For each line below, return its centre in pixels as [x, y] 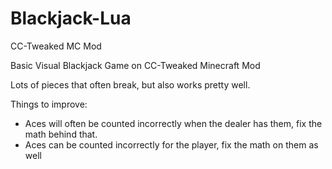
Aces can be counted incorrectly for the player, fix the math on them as [171, 144]
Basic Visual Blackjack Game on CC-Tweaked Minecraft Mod [135, 65]
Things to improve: [49, 104]
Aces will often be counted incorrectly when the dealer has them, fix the [173, 123]
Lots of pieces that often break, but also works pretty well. [130, 84]
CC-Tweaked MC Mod [56, 46]
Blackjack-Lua [71, 18]
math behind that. [61, 134]
